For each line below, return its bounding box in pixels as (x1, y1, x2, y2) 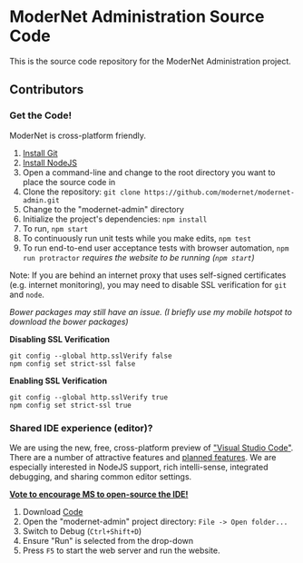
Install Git (22, 147, 58, 158)
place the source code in (22, 176, 116, 187)
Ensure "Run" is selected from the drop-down (22, 535, 193, 546)
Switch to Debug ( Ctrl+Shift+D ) (22, 525, 142, 537)
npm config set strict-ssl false (9, 359, 136, 369)
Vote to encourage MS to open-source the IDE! (9, 489, 189, 499)
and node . (9, 289, 45, 300)
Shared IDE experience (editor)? (9, 421, 153, 434)
